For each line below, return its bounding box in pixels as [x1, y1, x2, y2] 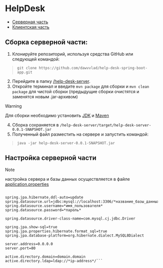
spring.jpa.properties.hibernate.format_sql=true [5, 229, 108, 234]
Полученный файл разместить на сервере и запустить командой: [12, 131, 149, 137]
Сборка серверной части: [5, 38, 88, 47]
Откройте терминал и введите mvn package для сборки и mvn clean [12, 83, 149, 89]
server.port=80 [5, 246, 36, 251]
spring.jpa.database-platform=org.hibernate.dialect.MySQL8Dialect [5, 233, 145, 238]
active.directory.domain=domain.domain [5, 254, 86, 259]
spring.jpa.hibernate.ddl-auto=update [5, 195, 83, 200]
